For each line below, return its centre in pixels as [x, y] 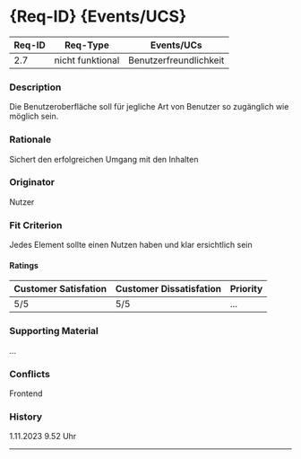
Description [35, 87]
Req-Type [86, 45]
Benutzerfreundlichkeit [176, 60]
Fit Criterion [36, 225]
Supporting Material [54, 331]
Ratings [24, 265]
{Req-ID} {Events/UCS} [98, 17]
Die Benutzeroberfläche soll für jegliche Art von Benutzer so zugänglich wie [149, 107]
